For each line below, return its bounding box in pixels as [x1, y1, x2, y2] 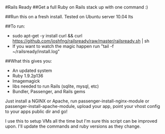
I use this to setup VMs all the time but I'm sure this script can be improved [5, 118, 158, 124]
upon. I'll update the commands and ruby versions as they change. [5, 123, 141, 129]
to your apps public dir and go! [5, 108, 68, 114]
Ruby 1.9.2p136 [12, 73, 43, 78]
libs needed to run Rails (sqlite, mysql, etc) [12, 83, 99, 89]
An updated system [12, 67, 52, 73]
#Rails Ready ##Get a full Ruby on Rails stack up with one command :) [5, 4, 148, 10]
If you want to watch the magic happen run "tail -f [12, 43, 114, 49]
